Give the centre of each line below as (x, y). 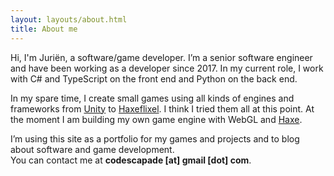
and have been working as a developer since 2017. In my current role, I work (167, 68)
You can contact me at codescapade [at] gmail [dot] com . (131, 160)
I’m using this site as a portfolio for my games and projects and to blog (155, 138)
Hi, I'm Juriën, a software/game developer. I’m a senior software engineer (161, 57)
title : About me (44, 29)
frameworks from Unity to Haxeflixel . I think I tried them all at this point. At (162, 108)
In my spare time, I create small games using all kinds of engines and (152, 98)
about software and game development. (92, 149)
